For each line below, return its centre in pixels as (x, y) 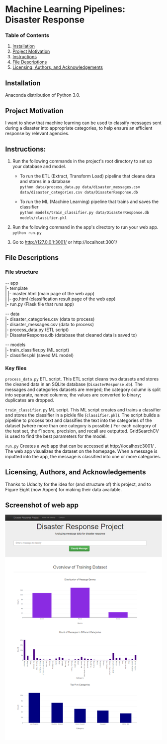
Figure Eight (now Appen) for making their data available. (64, 489)
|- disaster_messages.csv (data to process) (50, 324)
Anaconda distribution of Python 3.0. (43, 95)
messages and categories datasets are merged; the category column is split (83, 389)
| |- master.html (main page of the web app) (50, 293)
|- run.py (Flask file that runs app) (40, 304)
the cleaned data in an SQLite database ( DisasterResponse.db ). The (74, 384)
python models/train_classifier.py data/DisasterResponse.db (84, 212)
